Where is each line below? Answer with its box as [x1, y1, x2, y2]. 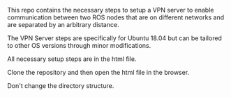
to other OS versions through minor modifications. [7, 42, 151, 49]
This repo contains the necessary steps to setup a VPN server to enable [7, 6, 214, 14]
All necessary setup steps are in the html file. [7, 55, 137, 63]
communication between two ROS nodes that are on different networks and [7, 13, 225, 21]
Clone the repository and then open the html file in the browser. [7, 69, 190, 76]
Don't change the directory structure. [7, 82, 114, 89]
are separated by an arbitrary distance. [7, 21, 120, 28]
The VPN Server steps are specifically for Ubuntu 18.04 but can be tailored [7, 34, 222, 42]
